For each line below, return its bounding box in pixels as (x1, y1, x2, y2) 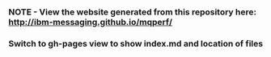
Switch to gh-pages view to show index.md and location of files (8, 38, 264, 49)
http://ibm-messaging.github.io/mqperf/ (8, 16, 172, 27)
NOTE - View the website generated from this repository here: (8, 6, 257, 18)
